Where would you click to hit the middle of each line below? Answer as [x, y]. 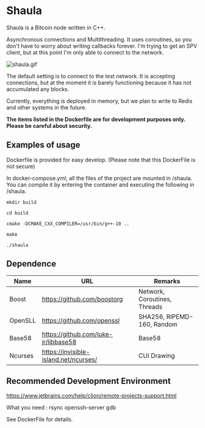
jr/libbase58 [59, 342]
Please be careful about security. [49, 125]
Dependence [31, 264]
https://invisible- [66, 352]
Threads [150, 306]
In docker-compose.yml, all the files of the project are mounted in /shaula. [99, 178]
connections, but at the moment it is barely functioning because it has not [99, 83]
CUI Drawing [156, 355]
